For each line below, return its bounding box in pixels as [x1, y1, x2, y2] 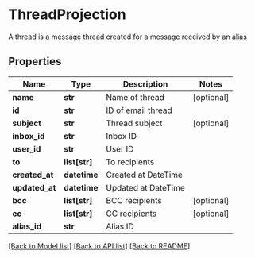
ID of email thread [106, 105, 172, 116]
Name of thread [106, 91, 164, 102]
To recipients [106, 156, 155, 168]
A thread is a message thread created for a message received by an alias [8, 32, 248, 41]
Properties [8, 55, 62, 68]
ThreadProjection [8, 6, 126, 24]
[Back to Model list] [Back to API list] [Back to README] [8, 241, 191, 251]
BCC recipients [106, 194, 162, 206]
